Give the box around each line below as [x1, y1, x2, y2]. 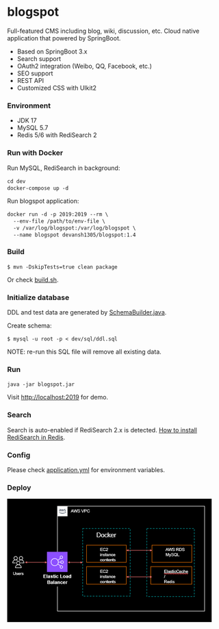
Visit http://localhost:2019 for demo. [7, 393, 108, 402]
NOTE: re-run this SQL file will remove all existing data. [7, 347, 162, 356]
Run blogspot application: [7, 197, 79, 205]
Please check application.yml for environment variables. [7, 466, 166, 474]
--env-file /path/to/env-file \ [13, 217, 106, 225]
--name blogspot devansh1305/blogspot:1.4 [13, 231, 136, 238]
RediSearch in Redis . [7, 433, 66, 441]
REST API [16, 76, 44, 84]
